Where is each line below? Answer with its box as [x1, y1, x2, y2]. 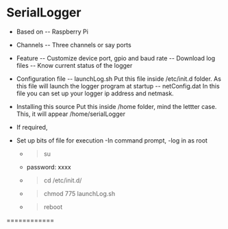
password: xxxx [26, 162, 71, 171]
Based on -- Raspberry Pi [16, 27, 88, 36]
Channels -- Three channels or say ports [16, 40, 131, 49]
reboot [43, 202, 63, 210]
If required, [16, 123, 48, 131]
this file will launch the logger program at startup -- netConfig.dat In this [16, 82, 220, 90]
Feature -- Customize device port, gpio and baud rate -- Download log [16, 53, 216, 62]
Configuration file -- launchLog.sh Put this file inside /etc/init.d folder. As [16, 74, 222, 83]
